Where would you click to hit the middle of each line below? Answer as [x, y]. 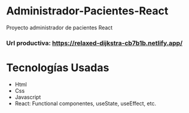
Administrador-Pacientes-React [87, 11]
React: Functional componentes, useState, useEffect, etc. [86, 103]
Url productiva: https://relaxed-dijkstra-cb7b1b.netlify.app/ [94, 43]
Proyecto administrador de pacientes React [60, 28]
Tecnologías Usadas [58, 68]
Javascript [28, 97]
